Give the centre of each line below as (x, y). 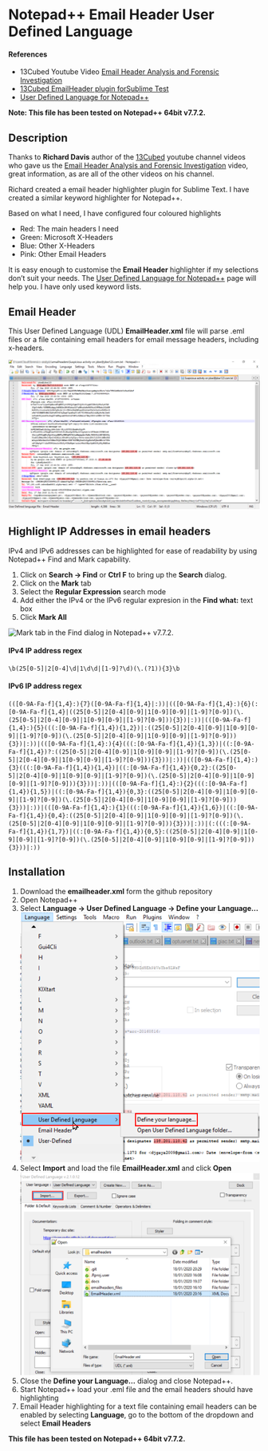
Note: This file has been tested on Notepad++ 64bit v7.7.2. (107, 112)
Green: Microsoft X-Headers (66, 238)
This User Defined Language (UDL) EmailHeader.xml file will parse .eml (126, 331)
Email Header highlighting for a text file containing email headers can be (138, 1406)
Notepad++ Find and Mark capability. (70, 559)
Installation (37, 872)
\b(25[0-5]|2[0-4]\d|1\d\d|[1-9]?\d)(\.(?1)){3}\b (94, 668)
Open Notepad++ (49, 900)
